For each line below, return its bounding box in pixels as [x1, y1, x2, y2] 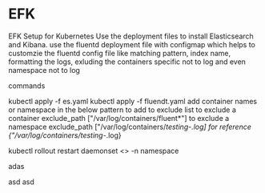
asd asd [8, 177, 34, 187]
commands [8, 81, 46, 90]
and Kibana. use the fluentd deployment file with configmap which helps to [8, 39, 256, 49]
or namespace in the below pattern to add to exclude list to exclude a [8, 105, 236, 115]
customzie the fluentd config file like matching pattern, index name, [8, 48, 231, 58]
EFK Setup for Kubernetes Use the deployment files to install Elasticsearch [8, 31, 254, 41]
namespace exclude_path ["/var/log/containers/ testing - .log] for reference [8, 122, 252, 131]
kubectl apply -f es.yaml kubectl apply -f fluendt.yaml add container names [8, 96, 258, 106]
